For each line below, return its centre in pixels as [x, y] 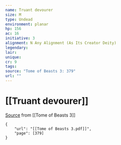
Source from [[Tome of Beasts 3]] [41, 115]
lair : [11, 52]
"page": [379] [29, 133]
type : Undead [19, 19]
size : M [13, 15]
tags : [11, 66]
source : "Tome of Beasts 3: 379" [41, 71]
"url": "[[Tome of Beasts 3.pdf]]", [53, 129]
